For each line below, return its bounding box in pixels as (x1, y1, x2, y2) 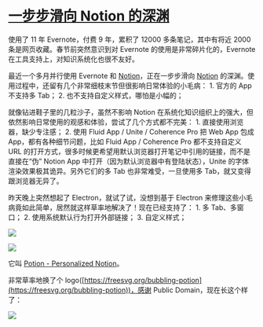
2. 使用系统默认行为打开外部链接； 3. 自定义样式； (23, 212, 187, 222)
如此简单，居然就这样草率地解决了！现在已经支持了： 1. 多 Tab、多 (21, 202, 237, 212)
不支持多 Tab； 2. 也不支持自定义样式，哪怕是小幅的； (8, 90, 184, 100)
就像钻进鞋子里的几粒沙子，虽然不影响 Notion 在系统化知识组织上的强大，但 (8, 107, 254, 116)
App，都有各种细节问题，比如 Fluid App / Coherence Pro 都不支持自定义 (8, 137, 242, 146)
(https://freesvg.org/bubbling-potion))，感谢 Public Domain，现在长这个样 (8, 285, 249, 295)
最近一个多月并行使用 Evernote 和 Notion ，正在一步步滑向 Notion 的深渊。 (8, 71, 248, 80)
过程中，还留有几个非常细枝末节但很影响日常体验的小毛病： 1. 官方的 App (14, 80, 253, 90)
